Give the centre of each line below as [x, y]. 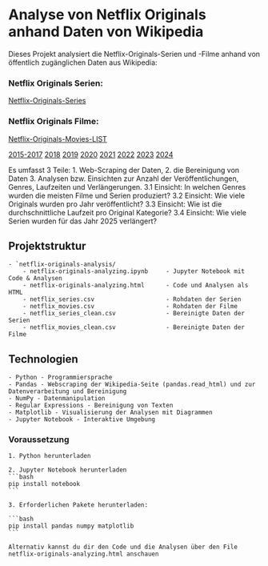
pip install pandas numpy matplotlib [71, 526]
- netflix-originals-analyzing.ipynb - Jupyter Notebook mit [134, 271]
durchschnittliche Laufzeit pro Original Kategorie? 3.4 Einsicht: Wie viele [127, 212]
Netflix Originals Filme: [54, 122]
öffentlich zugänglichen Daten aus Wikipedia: [83, 62]
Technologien [43, 359]
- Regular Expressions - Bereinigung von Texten [91, 406]
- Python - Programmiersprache [60, 378]
